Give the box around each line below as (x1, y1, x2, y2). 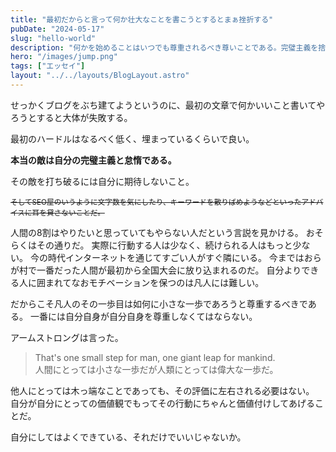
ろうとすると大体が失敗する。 (10, 111, 133, 123)
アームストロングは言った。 (10, 331, 124, 343)
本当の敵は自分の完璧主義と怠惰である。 (10, 154, 177, 166)
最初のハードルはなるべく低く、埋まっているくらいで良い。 (10, 132, 255, 145)
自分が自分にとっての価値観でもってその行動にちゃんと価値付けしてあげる (10, 397, 315, 409)
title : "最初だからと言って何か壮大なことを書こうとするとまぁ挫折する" (10, 14, 274, 25)
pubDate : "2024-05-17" (10, 24, 105, 34)
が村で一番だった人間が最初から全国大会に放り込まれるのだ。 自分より (10, 264, 302, 276)
